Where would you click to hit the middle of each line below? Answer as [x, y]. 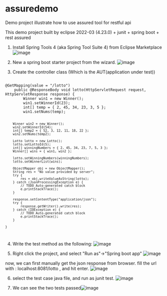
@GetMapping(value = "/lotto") [38, 85]
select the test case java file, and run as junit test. [63, 278]
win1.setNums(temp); [44, 111]
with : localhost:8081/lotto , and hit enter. [47, 268]
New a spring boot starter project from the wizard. [64, 62]
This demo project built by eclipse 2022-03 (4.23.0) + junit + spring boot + [82, 32]
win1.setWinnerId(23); [47, 103]
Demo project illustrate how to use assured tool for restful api [68, 22]
